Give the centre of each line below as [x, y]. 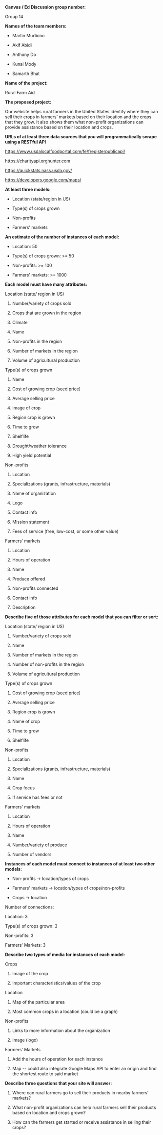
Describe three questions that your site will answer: [59, 1083]
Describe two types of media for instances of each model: [65, 955]
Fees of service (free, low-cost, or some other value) [65, 531]
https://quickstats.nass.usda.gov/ [39, 170]
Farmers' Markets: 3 [25, 945]
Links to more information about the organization [61, 1031]
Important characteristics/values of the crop [56, 983]
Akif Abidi [22, 45]
